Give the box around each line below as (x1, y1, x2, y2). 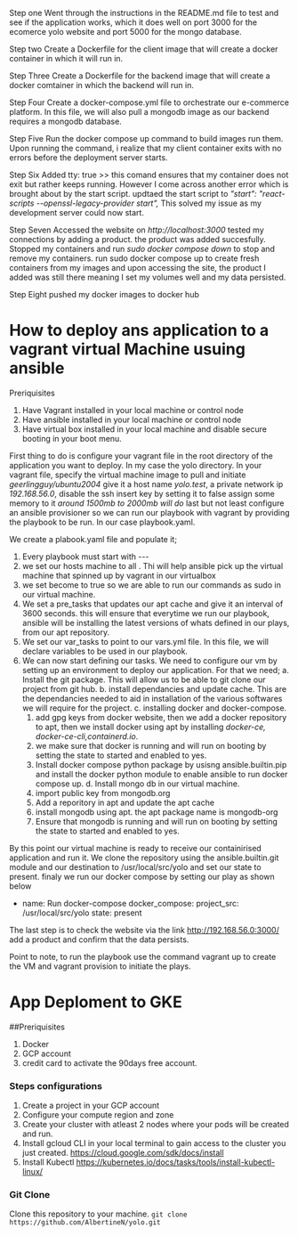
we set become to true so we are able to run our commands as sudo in (21, 579, 282, 590)
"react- (258, 189, 286, 199)
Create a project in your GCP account (21, 1100, 160, 1111)
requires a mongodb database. (9, 116, 122, 126)
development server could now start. (9, 207, 145, 217)
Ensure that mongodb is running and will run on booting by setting (35, 816, 278, 826)
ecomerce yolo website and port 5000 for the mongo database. (9, 27, 242, 37)
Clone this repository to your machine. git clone (9, 1208, 188, 1219)
